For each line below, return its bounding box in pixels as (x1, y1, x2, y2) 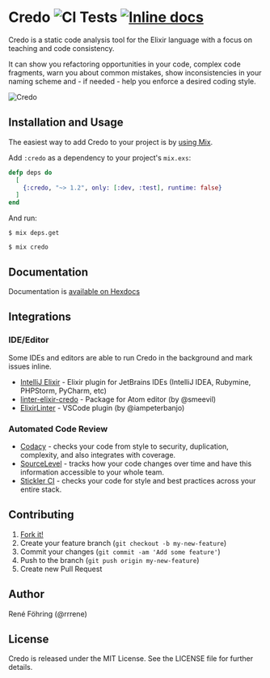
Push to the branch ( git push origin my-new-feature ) (19, 555, 200, 565)
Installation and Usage (8, 116, 124, 130)
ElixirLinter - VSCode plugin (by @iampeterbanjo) (19, 403, 185, 412)
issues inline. (8, 361, 52, 371)
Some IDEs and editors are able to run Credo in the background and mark (8, 352, 253, 362)
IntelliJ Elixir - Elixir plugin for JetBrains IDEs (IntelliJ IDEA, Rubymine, (19, 377, 251, 386)
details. (8, 663, 33, 672)
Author (8, 587, 44, 601)
